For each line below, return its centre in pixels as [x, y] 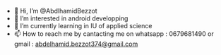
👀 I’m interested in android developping [71, 18]
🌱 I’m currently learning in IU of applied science [83, 26]
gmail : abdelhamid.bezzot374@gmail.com [76, 44]
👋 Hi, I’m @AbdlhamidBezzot [55, 11]
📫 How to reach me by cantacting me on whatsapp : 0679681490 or [114, 34]
